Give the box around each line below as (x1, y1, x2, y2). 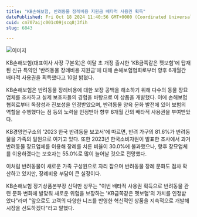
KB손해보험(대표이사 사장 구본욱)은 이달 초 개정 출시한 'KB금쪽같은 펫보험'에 (6, 59, 180, 66)
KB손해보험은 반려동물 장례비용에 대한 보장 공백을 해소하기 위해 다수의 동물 (6, 86, 178, 94)
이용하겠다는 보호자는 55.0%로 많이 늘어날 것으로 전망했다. (12, 150, 147, 157)
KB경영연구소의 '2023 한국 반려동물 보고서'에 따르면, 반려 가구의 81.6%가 (6, 128, 175, 135)
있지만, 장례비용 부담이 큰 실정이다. (21, 170, 101, 177)
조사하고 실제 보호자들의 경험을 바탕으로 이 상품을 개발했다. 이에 (21, 94, 167, 101)
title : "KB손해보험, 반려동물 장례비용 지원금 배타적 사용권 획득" (6, 8, 146, 15)
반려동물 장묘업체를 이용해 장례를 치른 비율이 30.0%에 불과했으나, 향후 (6, 143, 168, 150)
